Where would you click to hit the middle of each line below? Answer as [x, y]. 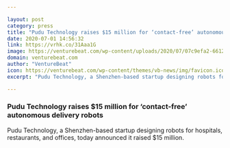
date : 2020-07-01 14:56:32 [46, 38]
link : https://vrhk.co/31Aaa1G [52, 45]
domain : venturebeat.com [42, 58]
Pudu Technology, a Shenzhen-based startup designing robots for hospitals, [115, 130]
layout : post [26, 19]
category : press [30, 26]
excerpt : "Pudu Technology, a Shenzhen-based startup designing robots [111, 77]
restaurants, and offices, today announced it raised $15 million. [96, 137]
